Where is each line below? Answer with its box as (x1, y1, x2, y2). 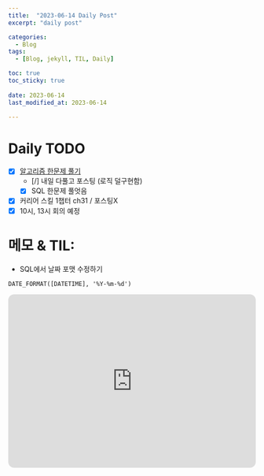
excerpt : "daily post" (8, 19, 82, 27)
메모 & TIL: (8, 236, 75, 255)
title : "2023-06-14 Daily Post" (8, 11, 118, 20)
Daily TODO (8, 139, 86, 158)
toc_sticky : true (8, 76, 65, 84)
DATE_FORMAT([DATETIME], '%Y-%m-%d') (8, 280, 132, 288)
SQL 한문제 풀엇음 (31, 186, 88, 195)
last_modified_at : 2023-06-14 (8, 99, 108, 106)
